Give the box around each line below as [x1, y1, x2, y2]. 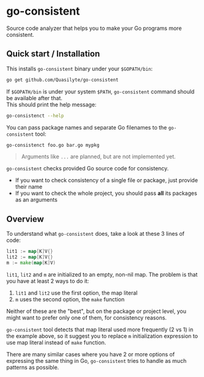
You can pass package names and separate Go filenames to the [6, 123, 167, 131]
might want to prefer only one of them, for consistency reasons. [6, 313, 167, 321]
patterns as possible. [6, 364, 59, 371]
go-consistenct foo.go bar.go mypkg [6, 142, 100, 148]
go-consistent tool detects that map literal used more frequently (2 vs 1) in [6, 326, 194, 333]
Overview [6, 214, 45, 224]
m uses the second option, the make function [15, 295, 125, 303]
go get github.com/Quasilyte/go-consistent [6, 76, 119, 83]
